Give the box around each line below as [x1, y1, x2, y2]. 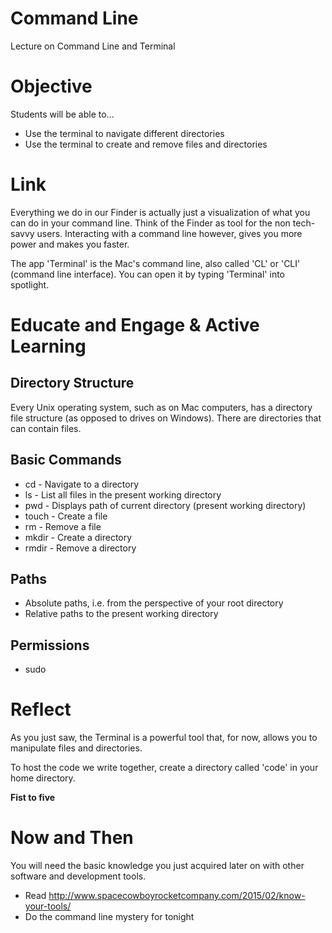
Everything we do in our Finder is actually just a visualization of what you [10, 206, 311, 218]
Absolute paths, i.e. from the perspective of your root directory [24, 597, 284, 609]
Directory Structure [10, 375, 135, 392]
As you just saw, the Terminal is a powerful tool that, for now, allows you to [10, 732, 318, 744]
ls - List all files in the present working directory [24, 488, 222, 501]
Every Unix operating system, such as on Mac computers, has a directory [10, 401, 313, 413]
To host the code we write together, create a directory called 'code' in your [10, 762, 319, 774]
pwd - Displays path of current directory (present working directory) [24, 499, 307, 511]
